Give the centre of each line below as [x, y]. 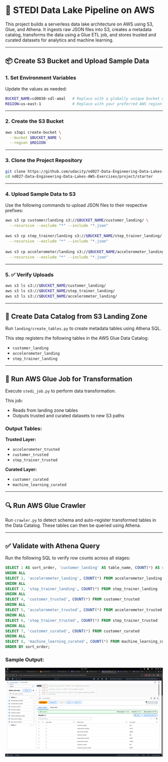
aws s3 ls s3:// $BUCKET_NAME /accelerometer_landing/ [61, 296]
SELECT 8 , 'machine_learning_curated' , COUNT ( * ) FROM [62, 642]
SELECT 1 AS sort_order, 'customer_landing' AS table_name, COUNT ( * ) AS [82, 568]
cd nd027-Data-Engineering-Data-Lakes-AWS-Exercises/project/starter [79, 177]
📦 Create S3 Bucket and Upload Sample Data [77, 61]
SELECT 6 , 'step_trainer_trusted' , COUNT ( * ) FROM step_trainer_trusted [81, 620]
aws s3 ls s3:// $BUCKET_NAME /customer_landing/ [56, 285]
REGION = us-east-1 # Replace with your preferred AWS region [84, 104]
